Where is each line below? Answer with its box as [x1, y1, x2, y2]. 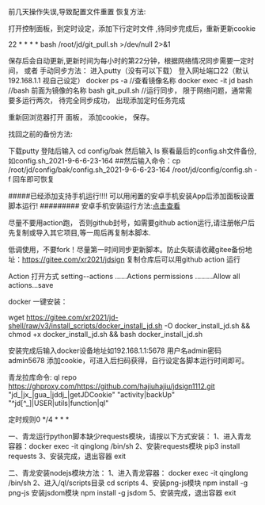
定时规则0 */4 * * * [8, 415, 70, 424]
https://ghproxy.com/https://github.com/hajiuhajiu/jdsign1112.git [8, 381, 215, 391]
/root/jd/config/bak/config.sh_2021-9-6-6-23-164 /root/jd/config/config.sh [8, 165, 253, 174]
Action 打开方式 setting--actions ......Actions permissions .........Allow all [8, 272, 240, 281]
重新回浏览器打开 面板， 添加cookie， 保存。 [8, 113, 154, 121]
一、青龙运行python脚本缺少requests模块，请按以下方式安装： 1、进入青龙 [8, 431, 252, 441]
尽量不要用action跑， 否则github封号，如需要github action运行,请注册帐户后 [8, 218, 256, 228]
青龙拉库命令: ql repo [8, 373, 78, 382]
